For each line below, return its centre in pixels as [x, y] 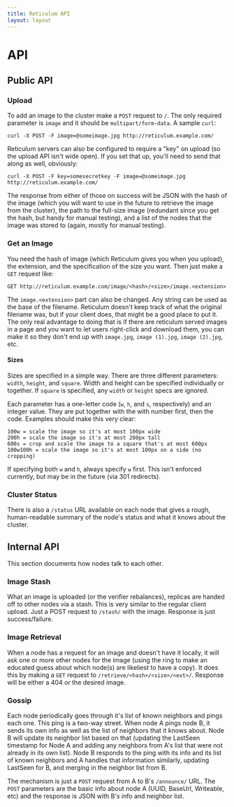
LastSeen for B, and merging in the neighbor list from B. [87, 767]
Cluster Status [32, 494]
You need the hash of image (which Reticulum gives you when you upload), [116, 259]
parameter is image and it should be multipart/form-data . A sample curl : [112, 123]
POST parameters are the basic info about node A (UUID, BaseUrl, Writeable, [116, 788]
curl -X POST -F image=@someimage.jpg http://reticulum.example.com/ [111, 136]
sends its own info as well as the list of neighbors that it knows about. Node [116, 730]
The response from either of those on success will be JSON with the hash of [117, 196]
